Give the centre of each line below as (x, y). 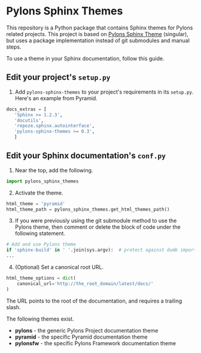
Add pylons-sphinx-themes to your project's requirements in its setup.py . (104, 92)
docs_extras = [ (26, 109)
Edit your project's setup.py (58, 77)
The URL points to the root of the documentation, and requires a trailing (94, 301)
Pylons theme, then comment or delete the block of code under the (98, 227)
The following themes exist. (40, 319)
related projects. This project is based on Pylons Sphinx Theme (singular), (97, 34)
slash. (13, 307)
